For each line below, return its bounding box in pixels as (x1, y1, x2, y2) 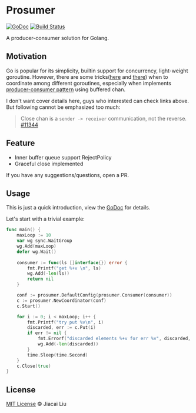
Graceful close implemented (14, 160, 84, 167)
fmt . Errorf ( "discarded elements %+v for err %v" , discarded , (37, 336, 191, 342)
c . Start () (16, 303, 41, 309)
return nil (27, 276, 54, 282)
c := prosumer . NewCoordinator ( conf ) (16, 298, 107, 304)
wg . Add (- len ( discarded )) (37, 341, 99, 347)
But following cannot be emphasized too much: (6, 104, 121, 111)
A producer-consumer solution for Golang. (6, 34, 109, 41)
